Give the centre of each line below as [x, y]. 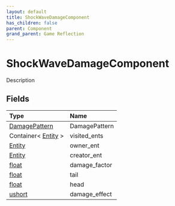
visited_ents [87, 135]
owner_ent [85, 146]
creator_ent [86, 155]
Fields [18, 99]
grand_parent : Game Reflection [45, 34]
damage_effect [91, 194]
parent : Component [29, 28]
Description [20, 80]
